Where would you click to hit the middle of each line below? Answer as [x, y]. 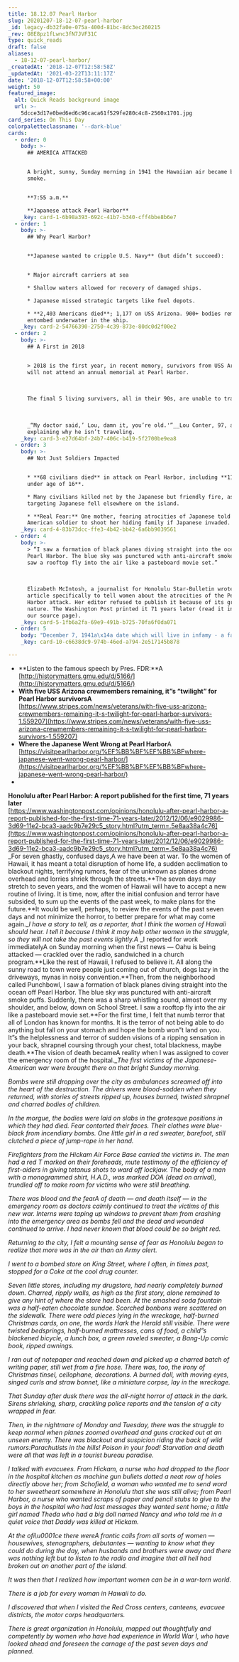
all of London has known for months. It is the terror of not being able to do [116, 1022]
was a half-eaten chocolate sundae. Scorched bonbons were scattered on [117, 1308]
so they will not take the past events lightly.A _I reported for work [103, 939]
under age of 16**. [55, 484]
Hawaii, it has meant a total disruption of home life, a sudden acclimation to [118, 863]
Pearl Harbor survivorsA [55, 699]
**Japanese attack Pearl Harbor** [78, 211]
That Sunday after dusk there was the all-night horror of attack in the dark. [118, 1396]
